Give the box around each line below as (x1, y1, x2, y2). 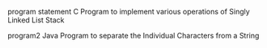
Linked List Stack (7, 15, 66, 25)
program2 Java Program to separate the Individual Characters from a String (7, 31, 260, 40)
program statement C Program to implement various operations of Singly (7, 7, 250, 16)
